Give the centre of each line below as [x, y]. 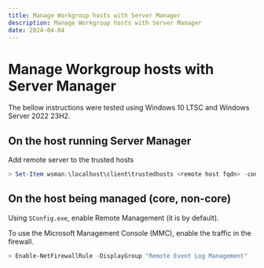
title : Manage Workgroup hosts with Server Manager [94, 15]
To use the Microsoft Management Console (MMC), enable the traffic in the [130, 233]
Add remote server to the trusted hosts [71, 160]
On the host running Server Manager [100, 141]
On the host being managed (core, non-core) [120, 199]
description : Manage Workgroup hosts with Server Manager [105, 23]
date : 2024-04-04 [37, 30]
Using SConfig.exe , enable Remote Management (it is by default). [114, 218]
